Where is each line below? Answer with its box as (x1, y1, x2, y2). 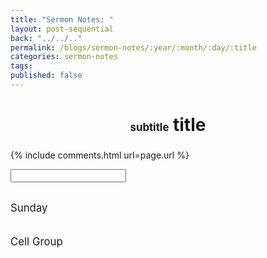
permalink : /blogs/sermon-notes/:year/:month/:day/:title (10, 42, 257, 53)
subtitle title (129, 114, 207, 136)
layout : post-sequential (10, 24, 114, 34)
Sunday (10, 201, 48, 215)
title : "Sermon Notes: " (10, 14, 114, 25)
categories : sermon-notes (10, 52, 118, 62)
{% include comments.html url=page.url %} (10, 149, 190, 161)
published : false (10, 71, 83, 81)
